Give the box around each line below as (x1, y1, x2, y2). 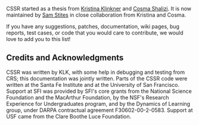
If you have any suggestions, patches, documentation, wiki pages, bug (6, 23, 180, 30)
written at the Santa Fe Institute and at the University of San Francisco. (6, 81, 180, 88)
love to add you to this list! (6, 36, 71, 42)
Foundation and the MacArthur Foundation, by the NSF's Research (6, 93, 169, 101)
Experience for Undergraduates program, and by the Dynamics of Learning (6, 100, 191, 107)
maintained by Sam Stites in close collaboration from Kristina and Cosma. (6, 11, 186, 18)
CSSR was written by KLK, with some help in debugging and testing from (6, 68, 185, 76)
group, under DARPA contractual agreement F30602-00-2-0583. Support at (6, 107, 193, 114)
